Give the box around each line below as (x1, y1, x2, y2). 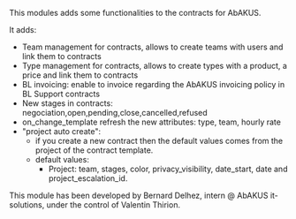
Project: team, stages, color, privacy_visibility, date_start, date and (48, 163, 288, 174)
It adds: (9, 25, 37, 34)
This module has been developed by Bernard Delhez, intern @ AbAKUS (9, 190, 269, 200)
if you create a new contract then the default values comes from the (34, 136, 284, 146)
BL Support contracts (21, 88, 100, 99)
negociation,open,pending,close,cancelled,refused (21, 108, 208, 117)
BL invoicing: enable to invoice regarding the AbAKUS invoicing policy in (21, 79, 285, 89)
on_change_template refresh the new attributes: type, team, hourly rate (21, 117, 281, 127)
